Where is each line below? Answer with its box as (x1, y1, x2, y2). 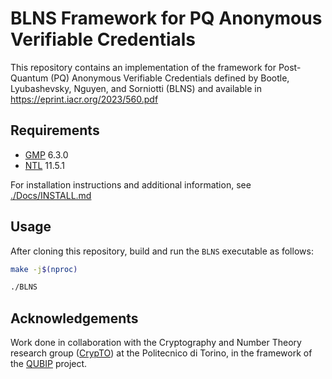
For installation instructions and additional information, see (10, 178, 252, 191)
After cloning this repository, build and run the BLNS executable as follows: (10, 245, 314, 257)
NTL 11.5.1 (24, 159, 65, 171)
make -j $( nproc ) (10, 264, 78, 274)
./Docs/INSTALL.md (10, 189, 92, 201)
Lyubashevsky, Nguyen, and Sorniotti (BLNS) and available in (10, 82, 262, 94)
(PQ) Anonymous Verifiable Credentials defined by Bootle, (50, 72, 290, 84)
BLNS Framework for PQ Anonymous (10, 7, 323, 30)
